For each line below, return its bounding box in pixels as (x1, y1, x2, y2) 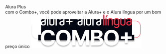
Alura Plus (5, 4, 26, 9)
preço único (5, 44, 30, 49)
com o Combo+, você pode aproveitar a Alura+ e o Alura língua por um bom (5, 9, 162, 15)
